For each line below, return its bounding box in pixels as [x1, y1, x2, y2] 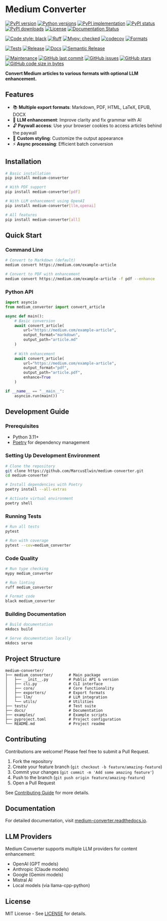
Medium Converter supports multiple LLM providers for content [5, 846, 138, 852]
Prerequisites [5, 422, 39, 429]
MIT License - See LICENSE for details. [5, 910, 87, 916]
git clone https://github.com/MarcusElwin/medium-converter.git [5, 468, 144, 473]
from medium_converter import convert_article [5, 304, 105, 309]
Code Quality [5, 554, 38, 562]
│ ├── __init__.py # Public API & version [5, 677, 119, 682]
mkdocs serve [5, 640, 33, 646]
